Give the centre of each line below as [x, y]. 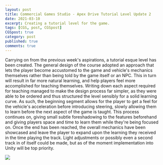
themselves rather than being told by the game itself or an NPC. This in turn [81, 75]
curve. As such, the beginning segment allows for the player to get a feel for [81, 101]
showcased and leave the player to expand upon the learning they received [81, 132]
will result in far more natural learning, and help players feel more [70, 81]
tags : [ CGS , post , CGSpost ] [34, 28]
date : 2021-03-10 [23, 19]
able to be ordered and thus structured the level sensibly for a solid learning [81, 96]
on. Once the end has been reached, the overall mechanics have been [75, 127]
